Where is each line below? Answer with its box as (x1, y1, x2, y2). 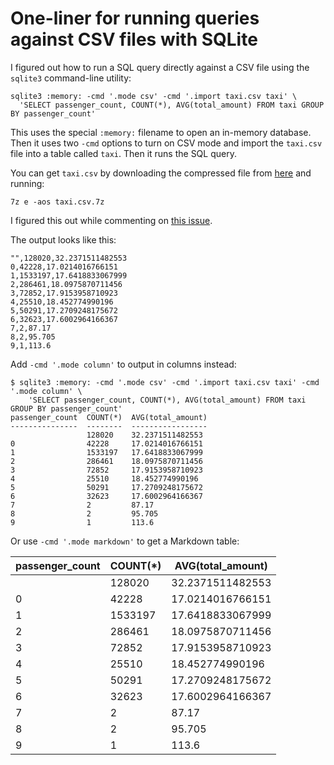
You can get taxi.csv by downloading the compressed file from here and (10, 167, 312, 179)
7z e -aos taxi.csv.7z (10, 197, 105, 207)
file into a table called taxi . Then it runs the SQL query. (10, 147, 237, 159)
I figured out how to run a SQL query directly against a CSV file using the (10, 61, 310, 73)
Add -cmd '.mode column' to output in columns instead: (10, 358, 237, 370)
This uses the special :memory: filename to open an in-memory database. (10, 126, 312, 138)
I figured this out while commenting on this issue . (10, 214, 213, 226)
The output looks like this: (10, 233, 117, 246)
